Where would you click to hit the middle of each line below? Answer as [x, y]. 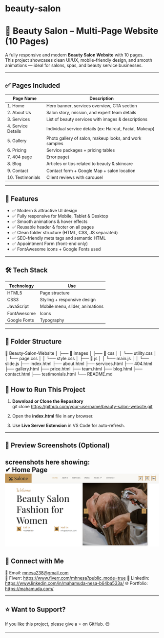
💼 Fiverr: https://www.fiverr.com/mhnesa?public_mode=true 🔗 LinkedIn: [77, 578]
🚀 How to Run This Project [45, 389]
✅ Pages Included [32, 86]
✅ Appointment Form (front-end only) [50, 244]
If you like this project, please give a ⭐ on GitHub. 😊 [57, 624]
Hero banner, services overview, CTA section [92, 105]
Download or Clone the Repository [48, 401]
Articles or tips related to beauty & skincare [90, 164]
